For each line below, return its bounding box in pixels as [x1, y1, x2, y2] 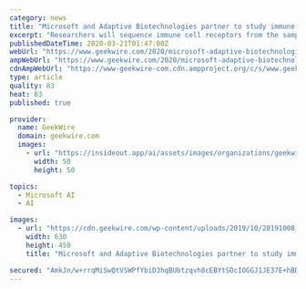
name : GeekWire [17, 123, 76, 132]
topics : [9, 181, 39, 191]
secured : [9, 265, 43, 274]
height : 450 [25, 241, 71, 250]
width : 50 [33, 157, 71, 166]
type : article [9, 73, 64, 82]
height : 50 [33, 165, 76, 174]
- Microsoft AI [17, 191, 76, 200]
